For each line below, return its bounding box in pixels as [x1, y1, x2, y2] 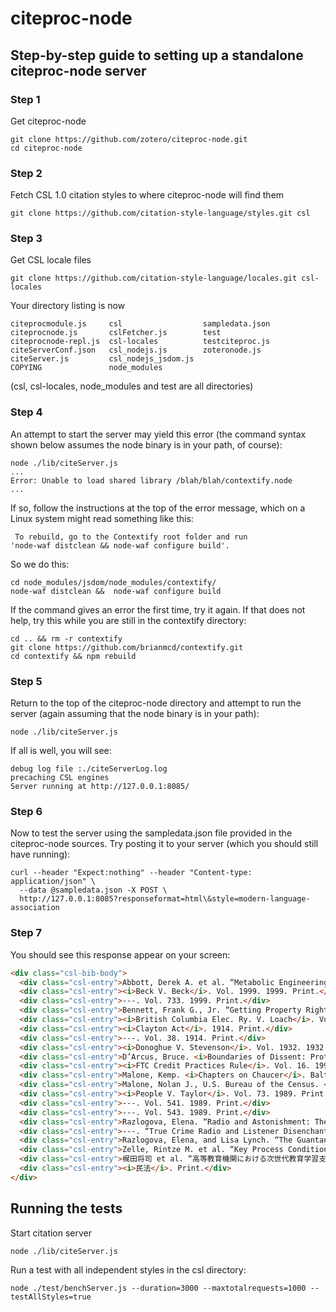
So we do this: [10, 558, 70, 570]
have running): [10, 848, 71, 861]
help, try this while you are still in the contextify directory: [10, 614, 247, 626]
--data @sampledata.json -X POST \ [19, 885, 168, 896]
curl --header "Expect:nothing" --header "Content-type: [10, 868, 253, 878]
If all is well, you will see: [10, 745, 112, 757]
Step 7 [10, 926, 42, 940]
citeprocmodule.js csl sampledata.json [10, 319, 271, 329]
